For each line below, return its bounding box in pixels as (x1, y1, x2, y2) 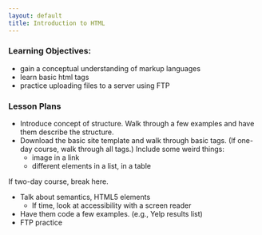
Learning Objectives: (8, 46, 92, 57)
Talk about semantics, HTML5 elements (19, 193, 151, 202)
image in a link (31, 153, 80, 162)
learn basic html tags (19, 72, 89, 82)
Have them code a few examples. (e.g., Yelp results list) (19, 209, 204, 219)
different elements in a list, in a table (31, 161, 152, 171)
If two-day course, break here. (8, 177, 109, 186)
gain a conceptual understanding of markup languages (19, 63, 201, 73)
